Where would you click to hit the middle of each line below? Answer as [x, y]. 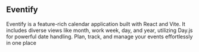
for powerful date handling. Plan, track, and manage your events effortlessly [99, 36]
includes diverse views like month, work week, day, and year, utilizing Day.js [99, 30]
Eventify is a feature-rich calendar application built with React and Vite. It [96, 24]
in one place [21, 43]
